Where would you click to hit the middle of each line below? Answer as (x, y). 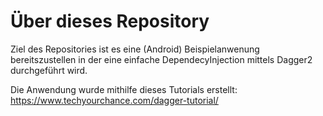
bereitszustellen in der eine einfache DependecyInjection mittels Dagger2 (161, 59)
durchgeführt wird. (49, 70)
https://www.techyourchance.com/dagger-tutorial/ (114, 100)
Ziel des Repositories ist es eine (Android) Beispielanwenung (135, 49)
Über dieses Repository (110, 21)
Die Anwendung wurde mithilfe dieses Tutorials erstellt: (124, 89)
